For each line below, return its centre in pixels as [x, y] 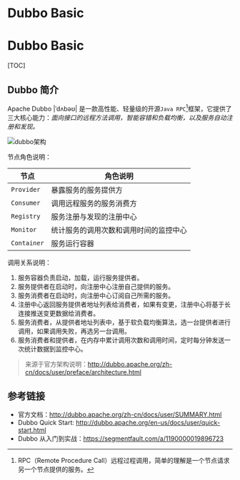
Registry [26, 216]
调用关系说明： [29, 262]
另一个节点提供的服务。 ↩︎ [56, 469]
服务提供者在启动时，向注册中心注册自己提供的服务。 [96, 286]
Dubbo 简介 [33, 90]
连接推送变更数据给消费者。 [59, 313]
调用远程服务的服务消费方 [94, 203]
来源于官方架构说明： [56, 364]
